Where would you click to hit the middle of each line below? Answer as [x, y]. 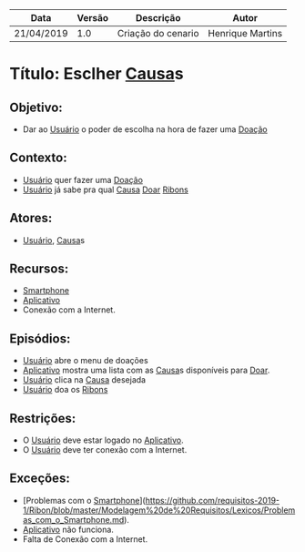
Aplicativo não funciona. [68, 529]
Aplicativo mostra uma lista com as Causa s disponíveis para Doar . [146, 370]
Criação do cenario [158, 33]
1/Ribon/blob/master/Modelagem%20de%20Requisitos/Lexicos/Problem [159, 510]
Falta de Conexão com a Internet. [85, 539]
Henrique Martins [245, 33]
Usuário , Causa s [53, 240]
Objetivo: [36, 107]
